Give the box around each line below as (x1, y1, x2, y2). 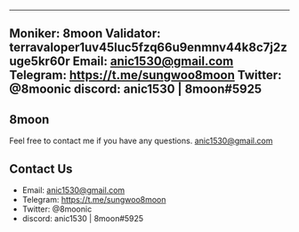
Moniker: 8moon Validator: (9, 26, 161, 41)
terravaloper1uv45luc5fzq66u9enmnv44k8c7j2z (9, 40, 287, 55)
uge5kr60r (9, 54, 70, 69)
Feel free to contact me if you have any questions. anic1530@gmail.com (9, 135, 273, 147)
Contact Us (9, 161, 73, 176)
